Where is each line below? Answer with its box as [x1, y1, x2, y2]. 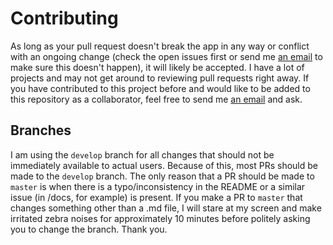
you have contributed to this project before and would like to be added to [10, 82, 311, 94]
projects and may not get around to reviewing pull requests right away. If [10, 72, 310, 84]
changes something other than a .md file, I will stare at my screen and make [10, 202, 322, 214]
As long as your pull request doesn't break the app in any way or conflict [10, 40, 310, 52]
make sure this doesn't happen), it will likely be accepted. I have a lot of [10, 61, 305, 73]
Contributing [10, 7, 119, 30]
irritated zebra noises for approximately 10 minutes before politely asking [10, 212, 311, 224]
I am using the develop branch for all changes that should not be [10, 148, 275, 161]
